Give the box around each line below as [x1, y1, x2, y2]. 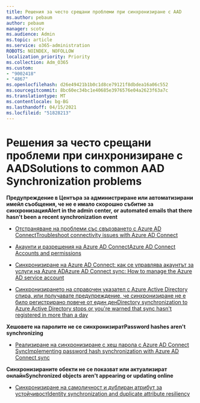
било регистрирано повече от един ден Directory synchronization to [14, 299, 188, 306]
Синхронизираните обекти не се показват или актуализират [6, 366, 167, 373]
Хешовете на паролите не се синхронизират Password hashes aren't [6, 323, 186, 331]
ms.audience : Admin [6, 31, 55, 37]
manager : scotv [6, 25, 45, 32]
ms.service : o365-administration [6, 43, 90, 49]
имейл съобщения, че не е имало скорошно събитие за [6, 200, 154, 208]
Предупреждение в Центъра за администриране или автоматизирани [6, 194, 194, 201]
